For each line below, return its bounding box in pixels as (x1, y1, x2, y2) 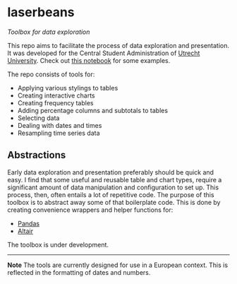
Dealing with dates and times (17, 121, 102, 129)
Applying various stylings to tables (17, 83, 119, 92)
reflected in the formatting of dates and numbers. (7, 268, 151, 276)
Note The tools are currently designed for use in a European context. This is (7, 261, 228, 269)
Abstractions (7, 149, 66, 161)
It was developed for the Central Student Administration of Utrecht (7, 49, 200, 57)
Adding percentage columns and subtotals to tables (17, 106, 168, 114)
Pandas (17, 219, 40, 227)
